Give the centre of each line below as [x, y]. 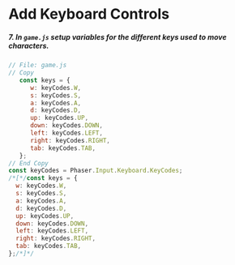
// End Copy [28, 163]
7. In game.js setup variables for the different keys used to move [117, 36]
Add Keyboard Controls [89, 14]
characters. [29, 45]
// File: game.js [38, 66]
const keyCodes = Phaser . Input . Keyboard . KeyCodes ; [96, 171]
